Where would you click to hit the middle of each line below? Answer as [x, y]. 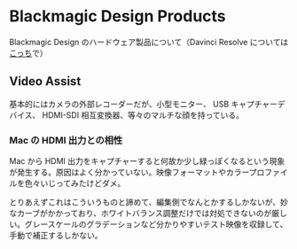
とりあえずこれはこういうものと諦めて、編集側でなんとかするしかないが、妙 [149, 202]
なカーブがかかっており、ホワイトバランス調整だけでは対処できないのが [141, 214]
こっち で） [29, 53]
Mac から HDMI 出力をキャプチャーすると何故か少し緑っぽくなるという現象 [147, 161]
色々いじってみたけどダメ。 [75, 183]
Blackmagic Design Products [117, 16]
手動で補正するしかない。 [56, 236]
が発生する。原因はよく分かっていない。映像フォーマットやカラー [129, 172]
